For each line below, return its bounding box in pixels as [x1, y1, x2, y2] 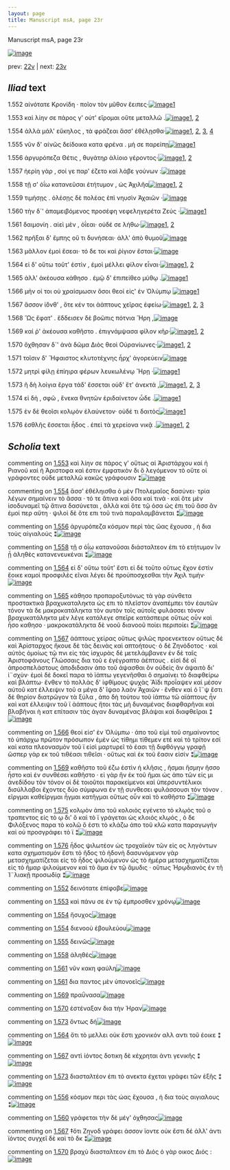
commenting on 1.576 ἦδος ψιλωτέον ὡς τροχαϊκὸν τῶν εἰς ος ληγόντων [8, 841, 217, 850]
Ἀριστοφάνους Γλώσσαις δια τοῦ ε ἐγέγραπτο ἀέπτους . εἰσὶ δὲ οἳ [8, 656, 196, 665]
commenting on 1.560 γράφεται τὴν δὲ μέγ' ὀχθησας [8, 1113, 159, 1122]
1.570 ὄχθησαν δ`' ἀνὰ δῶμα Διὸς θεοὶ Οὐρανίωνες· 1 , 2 [8, 340, 192, 349]
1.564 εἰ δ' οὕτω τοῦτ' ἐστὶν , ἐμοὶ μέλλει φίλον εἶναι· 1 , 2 [8, 260, 194, 269]
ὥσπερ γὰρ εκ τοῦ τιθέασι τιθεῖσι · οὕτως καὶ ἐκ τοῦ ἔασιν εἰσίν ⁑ [8, 750, 194, 759]
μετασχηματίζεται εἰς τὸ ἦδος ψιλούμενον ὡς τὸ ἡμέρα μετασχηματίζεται [8, 856, 219, 865]
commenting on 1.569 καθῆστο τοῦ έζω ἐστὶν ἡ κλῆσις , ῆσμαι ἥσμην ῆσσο [8, 763, 220, 772]
